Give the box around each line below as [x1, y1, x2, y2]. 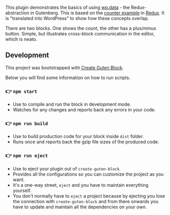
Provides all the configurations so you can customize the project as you [12, 171, 164, 177]
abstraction [5, 10, 30, 16]
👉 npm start [5, 87, 37, 94]
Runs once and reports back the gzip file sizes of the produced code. [12, 139, 159, 145]
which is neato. [5, 36, 37, 42]
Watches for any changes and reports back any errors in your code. [12, 107, 156, 113]
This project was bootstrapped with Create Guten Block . [5, 64, 124, 71]
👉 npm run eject [5, 152, 48, 159]
